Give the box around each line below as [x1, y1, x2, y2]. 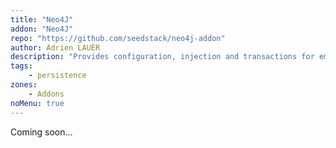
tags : [10, 61, 33, 71]
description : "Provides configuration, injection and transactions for [10, 52, 315, 62]
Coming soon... [10, 126, 73, 138]
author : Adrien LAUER [10, 42, 101, 53]
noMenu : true [10, 98, 65, 108]
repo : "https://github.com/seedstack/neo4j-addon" [10, 33, 226, 43]
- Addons [28, 89, 65, 99]
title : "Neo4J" [10, 14, 74, 25]
